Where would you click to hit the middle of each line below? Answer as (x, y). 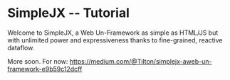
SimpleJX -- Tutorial (69, 13)
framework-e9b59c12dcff (45, 69)
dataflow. (21, 47)
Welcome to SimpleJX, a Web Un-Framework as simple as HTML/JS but (113, 33)
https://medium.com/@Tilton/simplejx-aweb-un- (141, 61)
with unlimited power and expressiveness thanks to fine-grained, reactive (115, 40)
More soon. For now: (38, 61)
